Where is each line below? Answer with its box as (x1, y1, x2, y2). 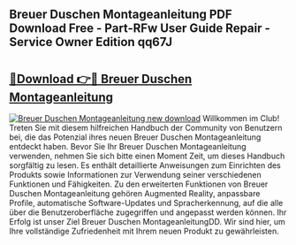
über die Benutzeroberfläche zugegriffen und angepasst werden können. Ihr (9, 207, 287, 218)
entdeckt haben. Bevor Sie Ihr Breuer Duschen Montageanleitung (9, 142, 247, 151)
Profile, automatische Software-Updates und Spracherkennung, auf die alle (9, 198, 284, 208)
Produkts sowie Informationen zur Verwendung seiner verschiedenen (9, 170, 262, 180)
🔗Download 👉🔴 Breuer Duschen (9, 71, 193, 87)
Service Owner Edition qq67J (9, 34, 172, 50)
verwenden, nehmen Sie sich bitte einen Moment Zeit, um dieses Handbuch (9, 150, 285, 161)
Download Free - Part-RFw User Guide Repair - (9, 21, 271, 36)
